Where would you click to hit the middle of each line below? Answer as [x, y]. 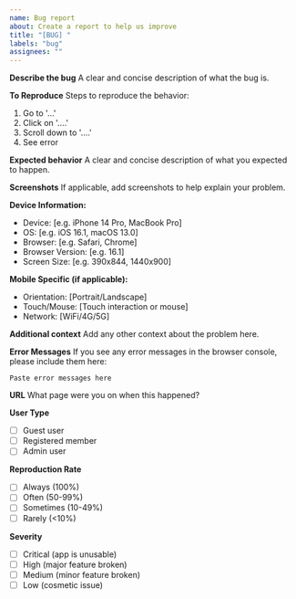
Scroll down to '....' [57, 132]
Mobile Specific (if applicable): [69, 279]
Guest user [43, 431]
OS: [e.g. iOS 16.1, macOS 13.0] [80, 233]
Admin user [44, 451]
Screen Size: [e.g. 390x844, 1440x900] [97, 262]
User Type [30, 413]
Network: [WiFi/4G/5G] [66, 317]
